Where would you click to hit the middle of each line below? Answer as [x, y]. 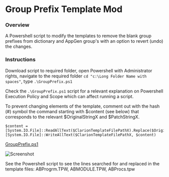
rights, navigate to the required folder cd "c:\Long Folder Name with [76, 76]
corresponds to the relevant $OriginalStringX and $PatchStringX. [72, 117]
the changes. [19, 47]
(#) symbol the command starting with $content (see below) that [72, 111]
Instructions [21, 60]
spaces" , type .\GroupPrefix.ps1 [39, 81]
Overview [17, 25]
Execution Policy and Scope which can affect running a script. [69, 96]
